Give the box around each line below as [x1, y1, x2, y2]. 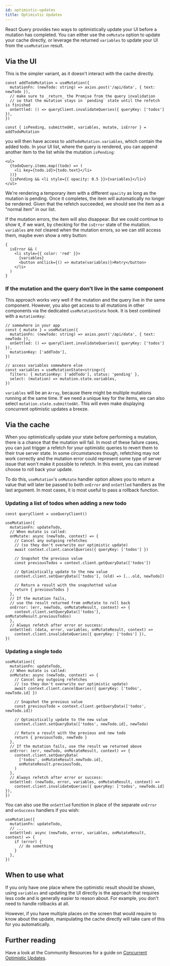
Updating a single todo [5, 648, 62, 655]
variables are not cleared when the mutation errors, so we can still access [5, 227, 161, 233]
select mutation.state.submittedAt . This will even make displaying [5, 400, 145, 406]
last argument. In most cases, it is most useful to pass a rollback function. [5, 487, 159, 493]
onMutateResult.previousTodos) [5, 613, 72, 619]
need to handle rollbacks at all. [5, 900, 70, 906]
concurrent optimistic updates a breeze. [5, 405, 89, 412]
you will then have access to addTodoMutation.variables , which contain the [5, 138, 162, 144]
